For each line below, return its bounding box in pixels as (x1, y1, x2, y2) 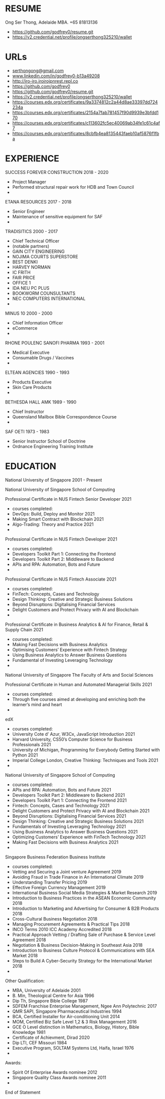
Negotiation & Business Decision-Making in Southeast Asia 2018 (12, 942, 143, 948)
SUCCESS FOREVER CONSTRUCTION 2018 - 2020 (5, 169, 109, 175)
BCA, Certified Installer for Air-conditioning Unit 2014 (12, 1013, 120, 1019)
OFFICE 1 (12, 279, 31, 286)
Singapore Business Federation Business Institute (5, 854, 106, 860)
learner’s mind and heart (12, 701, 63, 707)
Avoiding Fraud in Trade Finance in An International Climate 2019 (12, 874, 144, 880)
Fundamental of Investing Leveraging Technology (12, 657, 113, 663)
